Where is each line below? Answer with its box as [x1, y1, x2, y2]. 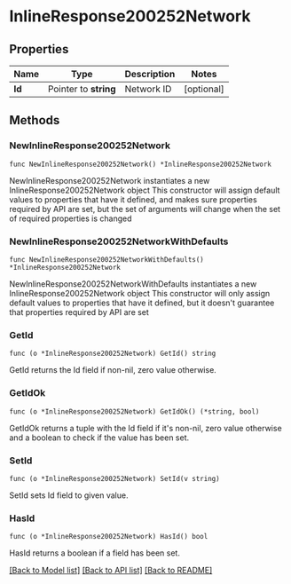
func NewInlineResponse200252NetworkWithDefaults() [9, 255, 204, 264]
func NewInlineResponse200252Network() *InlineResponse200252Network [9, 160, 272, 169]
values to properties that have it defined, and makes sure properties [9, 193, 257, 205]
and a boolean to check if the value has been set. [9, 432, 190, 443]
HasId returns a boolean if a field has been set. [9, 548, 180, 558]
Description [124, 68, 176, 80]
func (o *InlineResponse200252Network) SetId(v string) [9, 474, 220, 483]
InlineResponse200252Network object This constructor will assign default [9, 185, 280, 195]
